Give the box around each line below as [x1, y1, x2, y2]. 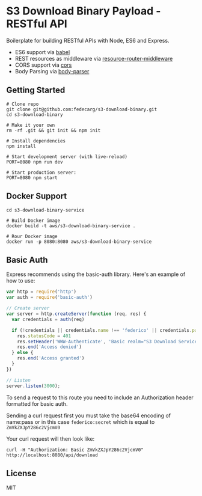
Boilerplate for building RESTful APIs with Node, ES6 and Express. [6, 37, 170, 44]
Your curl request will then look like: [6, 435, 95, 442]
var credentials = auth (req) [11, 316, 85, 322]
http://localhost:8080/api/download [6, 452, 98, 458]
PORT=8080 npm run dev [6, 159, 63, 165]
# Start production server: [6, 170, 77, 176]
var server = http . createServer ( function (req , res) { [6, 311, 147, 317]
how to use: [6, 277, 35, 284]
